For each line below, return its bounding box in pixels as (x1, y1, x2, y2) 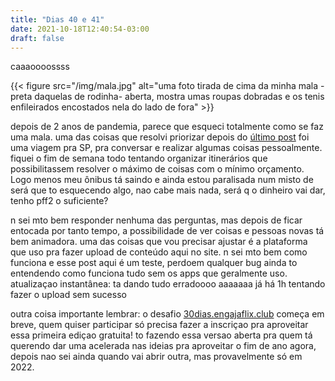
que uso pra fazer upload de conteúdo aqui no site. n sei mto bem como (10, 246, 308, 258)
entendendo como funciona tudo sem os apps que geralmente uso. (10, 267, 288, 280)
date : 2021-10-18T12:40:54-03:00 (10, 24, 150, 34)
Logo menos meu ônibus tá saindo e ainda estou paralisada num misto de (10, 174, 314, 186)
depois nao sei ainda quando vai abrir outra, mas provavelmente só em (10, 351, 303, 363)
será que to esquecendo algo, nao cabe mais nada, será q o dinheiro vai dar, (10, 184, 326, 196)
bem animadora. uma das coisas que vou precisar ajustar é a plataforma (10, 236, 308, 248)
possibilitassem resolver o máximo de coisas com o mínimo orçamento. (10, 163, 305, 175)
